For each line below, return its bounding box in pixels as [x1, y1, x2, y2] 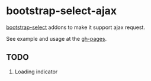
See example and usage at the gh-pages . [6, 35, 107, 42]
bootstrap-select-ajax [6, 4, 117, 18]
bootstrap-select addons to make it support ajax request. [6, 24, 145, 31]
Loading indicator [14, 68, 58, 75]
